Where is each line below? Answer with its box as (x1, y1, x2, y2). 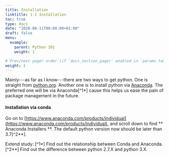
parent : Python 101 (14, 45, 55, 50)
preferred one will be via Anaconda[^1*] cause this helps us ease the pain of (5, 87, 164, 93)
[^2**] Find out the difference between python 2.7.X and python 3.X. (5, 146, 148, 152)
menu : (5, 36, 17, 41)
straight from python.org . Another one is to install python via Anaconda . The (5, 82, 163, 88)
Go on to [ (5, 115, 26, 121)
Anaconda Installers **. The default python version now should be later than (5, 126, 162, 132)
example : (10, 40, 28, 45)
